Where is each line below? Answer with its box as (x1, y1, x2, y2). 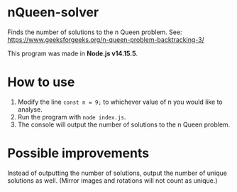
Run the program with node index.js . (17, 112, 126, 121)
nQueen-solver (7, 4, 99, 21)
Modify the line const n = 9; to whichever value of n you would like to (17, 97, 224, 106)
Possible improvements (7, 145, 150, 161)
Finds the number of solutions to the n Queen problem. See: (7, 28, 182, 36)
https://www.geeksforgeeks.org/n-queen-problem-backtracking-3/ (7, 35, 204, 43)
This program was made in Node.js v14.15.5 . (7, 49, 138, 58)
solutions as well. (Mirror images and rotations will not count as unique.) (7, 176, 218, 185)
